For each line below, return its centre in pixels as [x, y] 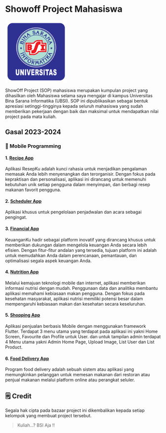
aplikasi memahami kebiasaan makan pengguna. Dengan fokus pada [75, 293]
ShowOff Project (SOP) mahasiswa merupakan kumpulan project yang [77, 90]
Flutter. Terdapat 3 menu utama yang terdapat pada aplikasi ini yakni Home [82, 331]
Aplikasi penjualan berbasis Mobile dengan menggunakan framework [76, 326]
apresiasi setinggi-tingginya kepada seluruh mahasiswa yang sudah [74, 106]
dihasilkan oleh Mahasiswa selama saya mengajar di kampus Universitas [79, 95]
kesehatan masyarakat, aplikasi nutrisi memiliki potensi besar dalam [74, 298]
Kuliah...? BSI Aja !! [36, 425]
